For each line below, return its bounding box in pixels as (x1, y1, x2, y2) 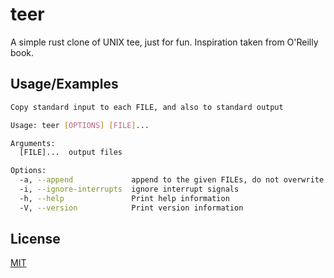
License (10, 231, 61, 248)
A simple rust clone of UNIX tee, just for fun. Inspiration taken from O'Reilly (10, 36, 319, 48)
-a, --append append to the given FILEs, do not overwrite (19, 175, 325, 185)
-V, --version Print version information (19, 203, 244, 213)
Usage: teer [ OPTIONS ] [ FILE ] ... (10, 120, 150, 130)
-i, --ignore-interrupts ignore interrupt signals (19, 184, 240, 194)
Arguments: (10, 138, 56, 148)
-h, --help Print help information (19, 193, 230, 203)
